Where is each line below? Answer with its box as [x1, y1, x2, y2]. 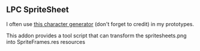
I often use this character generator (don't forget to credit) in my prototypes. [6, 20, 195, 27]
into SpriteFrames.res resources [6, 38, 86, 45]
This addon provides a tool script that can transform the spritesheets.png [6, 32, 187, 39]
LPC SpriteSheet [6, 5, 69, 15]
